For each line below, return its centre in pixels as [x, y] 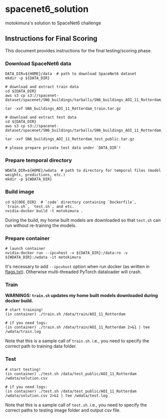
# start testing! [23, 369]
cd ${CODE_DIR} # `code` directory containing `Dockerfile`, [71, 202]
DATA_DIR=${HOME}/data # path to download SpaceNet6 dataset [71, 74]
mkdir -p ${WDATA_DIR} [29, 179]
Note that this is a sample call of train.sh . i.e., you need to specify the [77, 341]
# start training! [24, 310]
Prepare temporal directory [39, 160]
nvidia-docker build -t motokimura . [44, 211]
